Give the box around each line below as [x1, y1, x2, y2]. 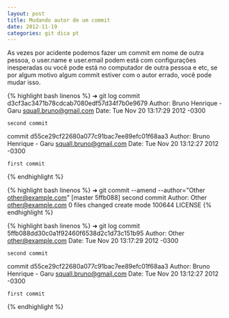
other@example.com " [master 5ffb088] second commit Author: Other [7, 193, 207, 202]
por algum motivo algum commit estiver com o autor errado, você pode [7, 71, 212, 79]
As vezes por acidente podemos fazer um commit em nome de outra [7, 49, 204, 57]
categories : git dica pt [7, 29, 79, 37]
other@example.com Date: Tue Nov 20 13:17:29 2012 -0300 [7, 237, 179, 245]
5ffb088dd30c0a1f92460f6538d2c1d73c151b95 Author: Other [7, 229, 184, 237]
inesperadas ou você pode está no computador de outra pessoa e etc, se [7, 63, 218, 72]
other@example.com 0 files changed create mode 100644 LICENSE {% [7, 201, 212, 209]
